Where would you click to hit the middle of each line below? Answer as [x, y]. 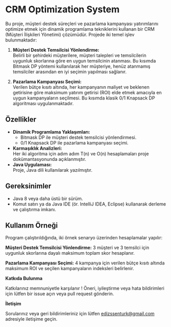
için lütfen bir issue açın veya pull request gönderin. [60, 294]
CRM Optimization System [62, 9]
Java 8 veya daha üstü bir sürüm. [48, 198]
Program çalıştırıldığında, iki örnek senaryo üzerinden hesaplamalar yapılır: [84, 238]
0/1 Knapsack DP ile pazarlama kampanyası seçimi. [74, 142]
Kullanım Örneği [31, 225]
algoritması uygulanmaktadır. [43, 103]
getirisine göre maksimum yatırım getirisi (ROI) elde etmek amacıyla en [87, 92]
